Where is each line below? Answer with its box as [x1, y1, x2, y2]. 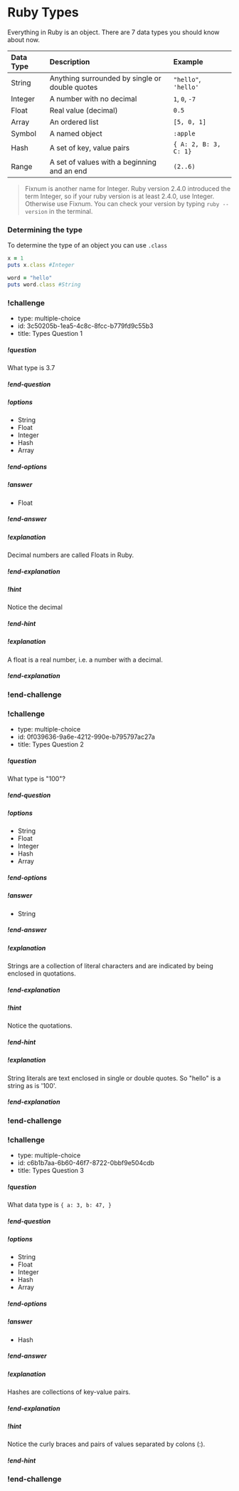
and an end [49, 165, 87, 175]
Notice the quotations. [7, 1021, 73, 1030]
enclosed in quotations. [7, 969, 76, 978]
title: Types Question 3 [17, 1166, 84, 1174]
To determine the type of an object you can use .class [7, 241, 168, 250]
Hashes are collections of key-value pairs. [7, 1388, 131, 1396]
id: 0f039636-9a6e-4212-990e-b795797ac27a [17, 732, 155, 741]
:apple [173, 129, 196, 138]
